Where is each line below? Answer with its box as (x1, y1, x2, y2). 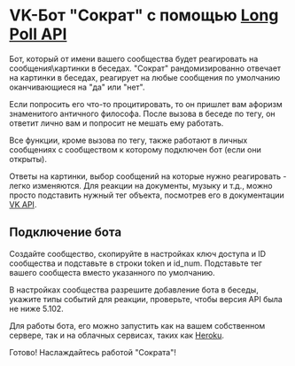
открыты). (9, 153, 47, 164)
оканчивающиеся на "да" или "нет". (9, 82, 145, 92)
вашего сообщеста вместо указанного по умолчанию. (9, 267, 215, 277)
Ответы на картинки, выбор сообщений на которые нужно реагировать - (9, 170, 287, 182)
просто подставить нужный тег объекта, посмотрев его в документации (9, 190, 285, 200)
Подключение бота (9, 225, 122, 240)
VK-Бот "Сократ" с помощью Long (9, 5, 279, 26)
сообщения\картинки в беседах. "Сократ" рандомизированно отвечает (9, 63, 282, 74)
